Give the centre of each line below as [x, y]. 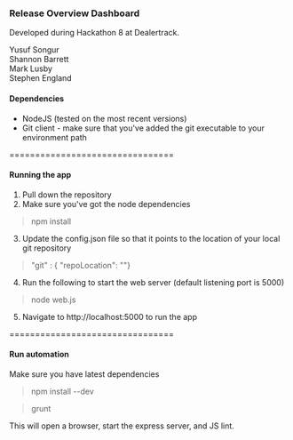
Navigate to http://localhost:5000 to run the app [110, 316]
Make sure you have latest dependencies [84, 374]
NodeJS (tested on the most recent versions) [104, 118]
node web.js [53, 300]
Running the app [40, 175]
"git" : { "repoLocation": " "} [81, 265]
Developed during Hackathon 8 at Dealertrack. [95, 33]
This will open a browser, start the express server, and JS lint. [122, 426]
